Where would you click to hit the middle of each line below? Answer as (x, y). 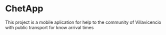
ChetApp (24, 9)
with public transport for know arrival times (49, 27)
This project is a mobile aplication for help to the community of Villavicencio (83, 22)
